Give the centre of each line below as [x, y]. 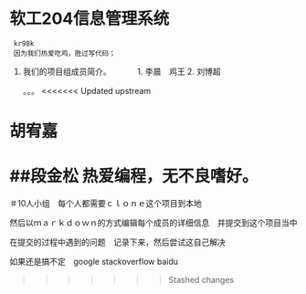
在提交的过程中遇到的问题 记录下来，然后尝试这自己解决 [117, 242]
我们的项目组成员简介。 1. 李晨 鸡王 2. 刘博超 [121, 71]
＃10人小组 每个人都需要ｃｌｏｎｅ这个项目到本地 [106, 204]
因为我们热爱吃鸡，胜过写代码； [64, 53]
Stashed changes [201, 280]
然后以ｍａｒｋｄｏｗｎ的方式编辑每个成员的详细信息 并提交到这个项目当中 [153, 223]
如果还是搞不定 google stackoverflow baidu [94, 262]
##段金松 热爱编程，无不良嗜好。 [134, 177]
